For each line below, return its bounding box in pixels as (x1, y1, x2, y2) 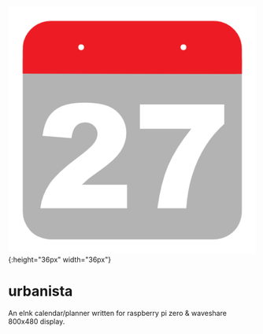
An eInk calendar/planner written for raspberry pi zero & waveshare (8, 308, 227, 317)
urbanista (8, 282, 73, 300)
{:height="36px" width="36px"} (8, 255, 112, 264)
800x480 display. (8, 317, 65, 326)
